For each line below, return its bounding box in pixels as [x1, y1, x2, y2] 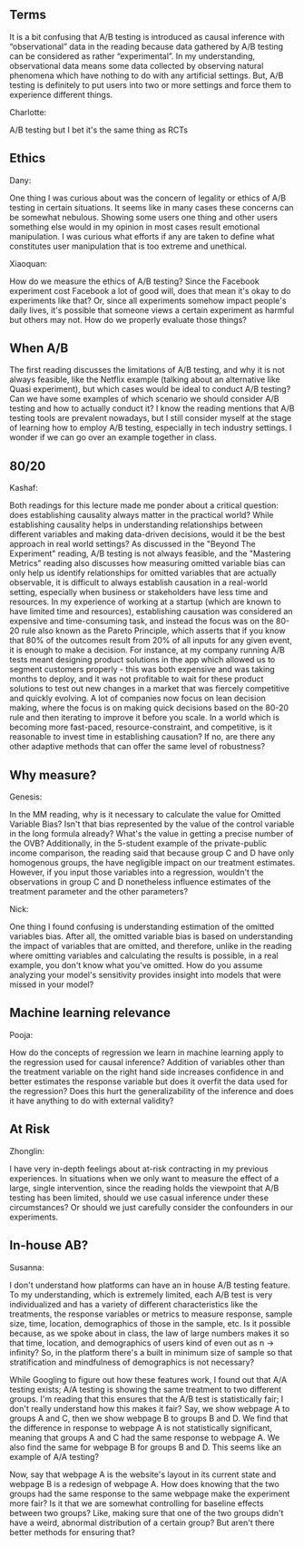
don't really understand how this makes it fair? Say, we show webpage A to [9, 1403, 290, 1414]
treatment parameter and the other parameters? [9, 886, 189, 897]
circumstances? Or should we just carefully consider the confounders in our [9, 1201, 293, 1212]
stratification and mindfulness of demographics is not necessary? [9, 1356, 255, 1367]
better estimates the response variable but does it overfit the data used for [9, 1075, 289, 1087]
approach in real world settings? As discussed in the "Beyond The [9, 539, 256, 550]
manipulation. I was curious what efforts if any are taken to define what [9, 230, 275, 241]
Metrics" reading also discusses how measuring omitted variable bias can [9, 558, 286, 569]
